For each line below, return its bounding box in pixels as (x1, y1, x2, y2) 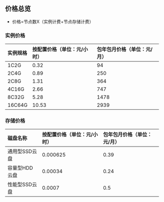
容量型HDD (7, 165, 33, 172)
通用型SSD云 (7, 148, 38, 155)
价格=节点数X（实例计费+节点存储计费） (12, 19, 94, 25)
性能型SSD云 (7, 181, 38, 188)
